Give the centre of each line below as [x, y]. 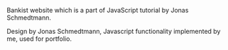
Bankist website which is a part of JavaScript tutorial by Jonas [98, 10]
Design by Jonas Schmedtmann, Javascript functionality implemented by [114, 31]
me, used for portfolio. [39, 39]
